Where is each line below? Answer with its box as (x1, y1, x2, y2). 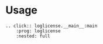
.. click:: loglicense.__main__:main (5, 23, 98, 29)
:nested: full (16, 33, 50, 39)
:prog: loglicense (16, 28, 61, 34)
